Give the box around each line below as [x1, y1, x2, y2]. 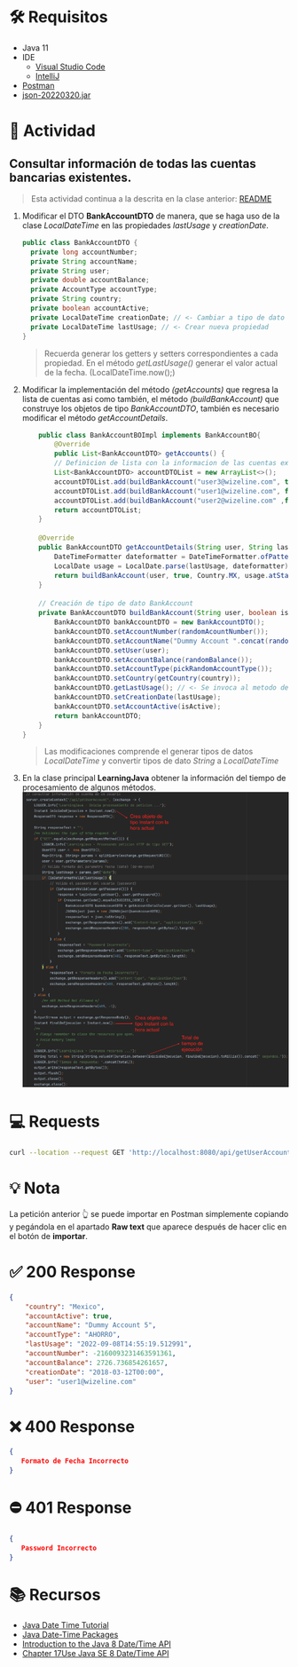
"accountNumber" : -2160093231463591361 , [25, 1349, 176, 1358]
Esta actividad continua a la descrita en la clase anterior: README [30, 193, 272, 204]
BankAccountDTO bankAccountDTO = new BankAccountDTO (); [54, 618, 265, 627]
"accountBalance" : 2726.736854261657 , [25, 1358, 169, 1367]
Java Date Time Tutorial [21, 1620, 109, 1631]
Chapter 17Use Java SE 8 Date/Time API [21, 1648, 170, 1659]
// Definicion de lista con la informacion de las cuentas [54, 459, 277, 468]
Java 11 [21, 42, 49, 53]
